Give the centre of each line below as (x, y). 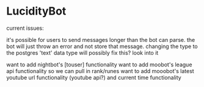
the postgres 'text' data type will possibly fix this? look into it (82, 52)
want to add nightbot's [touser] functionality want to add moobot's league (99, 64)
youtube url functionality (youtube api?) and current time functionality (94, 77)
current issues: (25, 28)
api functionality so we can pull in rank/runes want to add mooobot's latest (100, 71)
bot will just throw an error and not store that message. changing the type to (102, 46)
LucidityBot (36, 11)
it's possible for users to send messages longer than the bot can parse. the (101, 40)
